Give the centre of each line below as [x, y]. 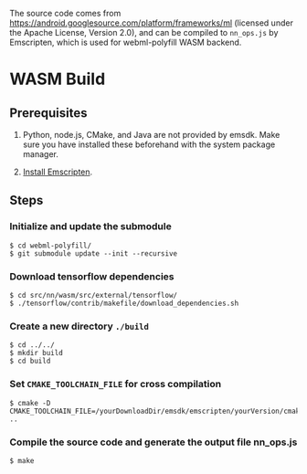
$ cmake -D [30, 403]
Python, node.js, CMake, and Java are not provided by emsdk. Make [151, 135]
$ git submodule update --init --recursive [94, 253]
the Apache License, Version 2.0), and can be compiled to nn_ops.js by [144, 32]
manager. [41, 154]
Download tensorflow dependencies [92, 276]
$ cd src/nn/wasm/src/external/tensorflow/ [94, 295]
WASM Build [58, 79]
